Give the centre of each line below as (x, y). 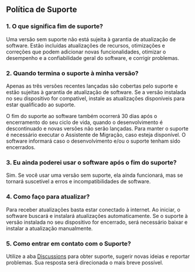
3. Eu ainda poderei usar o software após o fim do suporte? (91, 162)
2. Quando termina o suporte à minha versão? (72, 73)
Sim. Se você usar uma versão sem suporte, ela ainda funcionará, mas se (95, 175)
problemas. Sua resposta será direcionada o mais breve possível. (85, 262)
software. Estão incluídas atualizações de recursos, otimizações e (85, 45)
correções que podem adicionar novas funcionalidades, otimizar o (86, 52)
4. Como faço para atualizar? (48, 197)
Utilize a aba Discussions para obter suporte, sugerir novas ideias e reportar (98, 256)
